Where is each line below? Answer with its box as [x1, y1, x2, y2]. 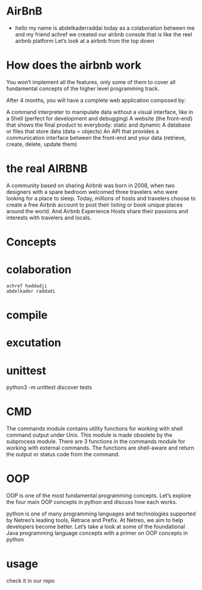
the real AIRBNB [6, 162, 88, 176]
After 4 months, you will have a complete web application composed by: [6, 96, 186, 104]
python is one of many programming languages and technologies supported [6, 510, 196, 517]
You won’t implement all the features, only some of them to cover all [6, 78, 176, 85]
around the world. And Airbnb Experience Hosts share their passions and [6, 207, 189, 214]
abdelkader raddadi [6, 288, 56, 294]
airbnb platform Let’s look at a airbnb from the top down [15, 37, 155, 44]
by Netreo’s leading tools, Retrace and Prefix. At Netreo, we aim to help [6, 517, 183, 524]
